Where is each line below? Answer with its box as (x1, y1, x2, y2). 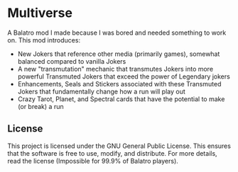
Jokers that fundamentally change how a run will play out (17, 87, 186, 96)
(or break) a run (17, 102, 64, 110)
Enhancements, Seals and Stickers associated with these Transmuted (17, 79, 222, 88)
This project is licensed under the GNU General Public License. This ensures (7, 142, 231, 150)
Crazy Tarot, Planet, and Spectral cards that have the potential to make (17, 94, 225, 103)
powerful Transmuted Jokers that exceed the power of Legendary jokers (17, 72, 231, 81)
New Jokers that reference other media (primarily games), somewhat (17, 50, 220, 58)
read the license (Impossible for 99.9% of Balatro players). (7, 156, 179, 165)
